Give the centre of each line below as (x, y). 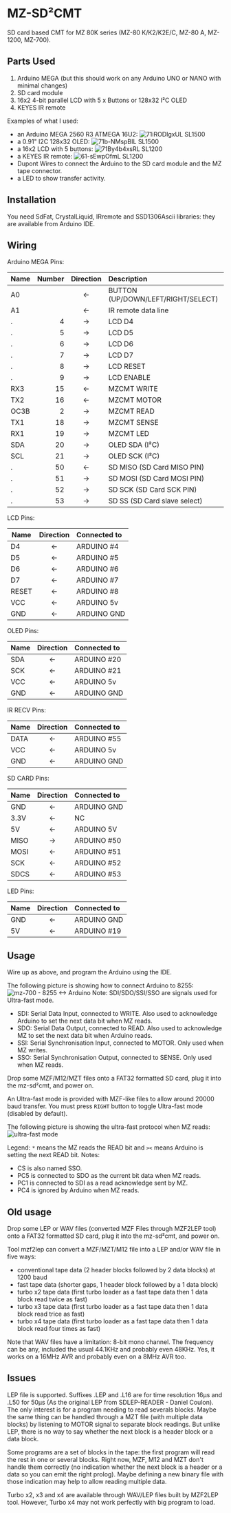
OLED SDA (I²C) (134, 445)
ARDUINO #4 (98, 547)
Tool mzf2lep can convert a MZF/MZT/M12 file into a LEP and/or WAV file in (114, 1249)
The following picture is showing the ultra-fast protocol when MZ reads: (109, 1127)
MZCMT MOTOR (135, 400)
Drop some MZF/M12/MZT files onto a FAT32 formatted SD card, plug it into (114, 1079)
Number (51, 279)
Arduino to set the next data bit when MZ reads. (85, 1021)
